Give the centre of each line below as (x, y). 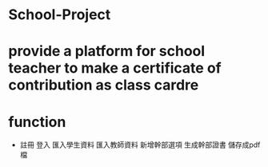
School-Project (60, 15)
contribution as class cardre (104, 85)
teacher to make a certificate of (115, 68)
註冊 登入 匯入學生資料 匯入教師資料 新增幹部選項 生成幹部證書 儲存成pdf (140, 145)
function (37, 122)
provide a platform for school (107, 52)
